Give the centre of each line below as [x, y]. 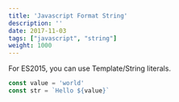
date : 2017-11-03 [37, 31]
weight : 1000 [30, 46]
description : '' [35, 23]
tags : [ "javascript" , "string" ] [62, 38]
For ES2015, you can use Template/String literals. [90, 68]
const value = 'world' [46, 84]
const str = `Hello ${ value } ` [59, 91]
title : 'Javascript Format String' [68, 16]
